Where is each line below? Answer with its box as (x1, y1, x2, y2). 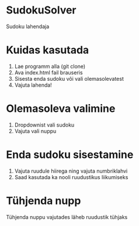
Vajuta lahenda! (14, 81, 53, 88)
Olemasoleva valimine (6, 102, 116, 115)
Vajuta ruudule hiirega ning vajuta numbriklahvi (14, 167, 128, 174)
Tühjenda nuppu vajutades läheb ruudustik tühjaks (6, 213, 128, 220)
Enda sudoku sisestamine (6, 148, 134, 161)
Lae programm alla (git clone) (14, 63, 86, 70)
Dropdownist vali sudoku (14, 121, 75, 128)
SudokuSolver (6, 4, 77, 17)
